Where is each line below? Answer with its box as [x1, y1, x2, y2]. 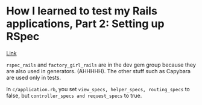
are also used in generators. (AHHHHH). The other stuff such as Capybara [6, 67, 191, 74]
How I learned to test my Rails [6, 4, 158, 18]
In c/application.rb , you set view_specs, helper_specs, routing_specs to [6, 85, 190, 92]
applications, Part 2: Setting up [6, 17, 165, 31]
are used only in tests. [6, 74, 62, 81]
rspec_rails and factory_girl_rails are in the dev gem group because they [6, 61, 196, 68]
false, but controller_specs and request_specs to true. [6, 92, 142, 99]
